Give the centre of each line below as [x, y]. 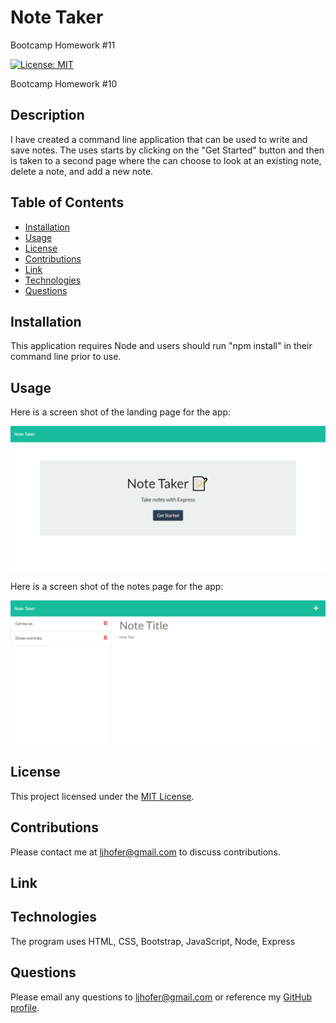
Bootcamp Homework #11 [63, 45]
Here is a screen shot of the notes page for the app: [117, 586]
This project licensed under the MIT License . [102, 796]
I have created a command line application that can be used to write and [159, 139]
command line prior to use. [66, 357]
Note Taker [57, 17]
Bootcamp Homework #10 [64, 83]
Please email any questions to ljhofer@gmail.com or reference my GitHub [161, 997]
